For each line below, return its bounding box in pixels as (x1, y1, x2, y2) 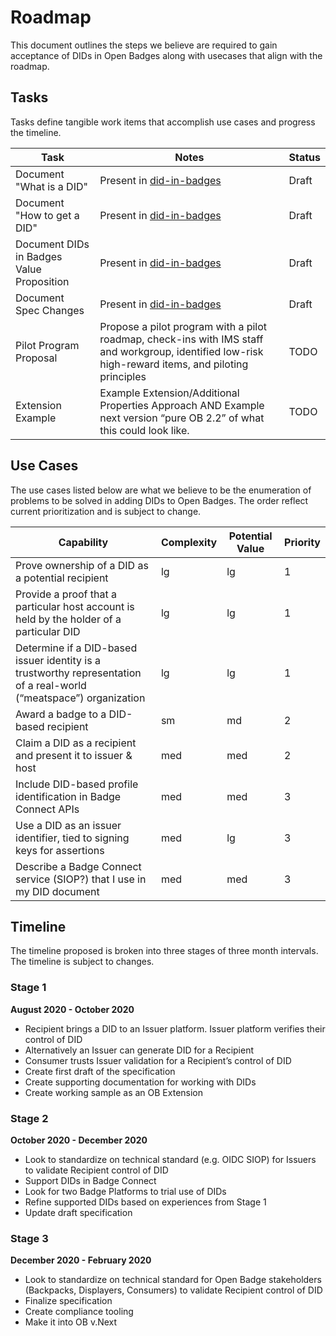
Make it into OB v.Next (24, 1316, 118, 1328)
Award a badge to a (15, 707, 107, 721)
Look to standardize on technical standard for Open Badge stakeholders (24, 1274, 322, 1286)
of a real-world (15, 678, 87, 692)
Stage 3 (10, 1231, 49, 1245)
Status (288, 150, 321, 164)
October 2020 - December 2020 (10, 1134, 148, 1146)
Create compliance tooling (24, 1306, 134, 1318)
